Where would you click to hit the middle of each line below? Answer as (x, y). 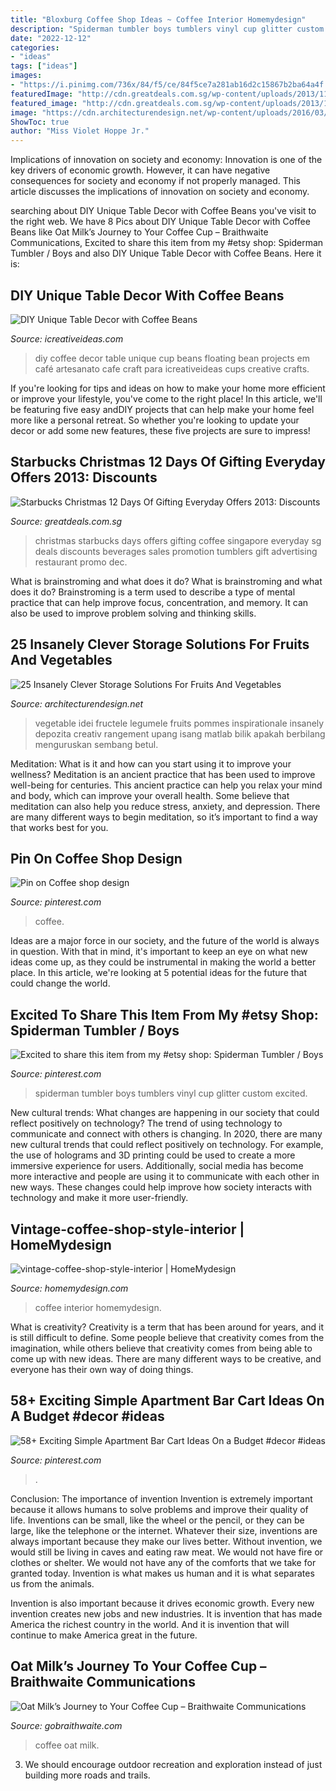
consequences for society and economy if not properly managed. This (155, 181)
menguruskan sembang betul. (96, 744)
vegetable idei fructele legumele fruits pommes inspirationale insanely (179, 723)
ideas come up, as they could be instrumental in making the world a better (163, 962)
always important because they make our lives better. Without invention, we (166, 1541)
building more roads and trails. (87, 1775)
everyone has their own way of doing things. (102, 1369)
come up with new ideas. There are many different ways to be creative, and (166, 1359)
